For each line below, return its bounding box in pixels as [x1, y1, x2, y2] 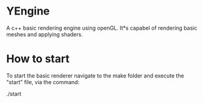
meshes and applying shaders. [6, 30, 83, 38]
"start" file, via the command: [6, 78, 80, 85]
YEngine [6, 4, 50, 18]
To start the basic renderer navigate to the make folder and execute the [6, 71, 184, 79]
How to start [6, 52, 70, 66]
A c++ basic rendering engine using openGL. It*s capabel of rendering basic [6, 24, 198, 32]
